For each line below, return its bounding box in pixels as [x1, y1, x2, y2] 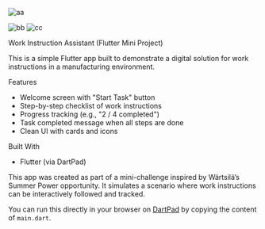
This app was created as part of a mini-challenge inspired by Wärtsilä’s [8, 173, 240, 181]
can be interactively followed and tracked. [8, 189, 145, 198]
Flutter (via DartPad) [19, 157, 86, 166]
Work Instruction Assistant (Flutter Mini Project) [8, 38, 163, 48]
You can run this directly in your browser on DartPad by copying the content [8, 204, 257, 214]
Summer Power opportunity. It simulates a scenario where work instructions [8, 181, 256, 190]
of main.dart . [8, 213, 52, 222]
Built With [8, 142, 40, 151]
